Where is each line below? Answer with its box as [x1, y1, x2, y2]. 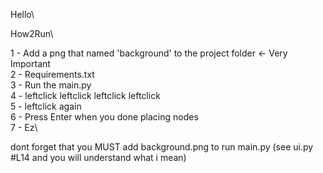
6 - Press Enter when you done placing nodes [10, 111, 199, 123]
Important [10, 58, 51, 69]
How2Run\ [10, 28, 54, 39]
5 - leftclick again [10, 100, 82, 112]
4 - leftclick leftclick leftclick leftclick [10, 90, 161, 101]
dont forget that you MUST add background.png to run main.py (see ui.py [10, 141, 314, 153]
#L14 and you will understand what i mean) [10, 152, 187, 163]
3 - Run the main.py [10, 79, 92, 91]
